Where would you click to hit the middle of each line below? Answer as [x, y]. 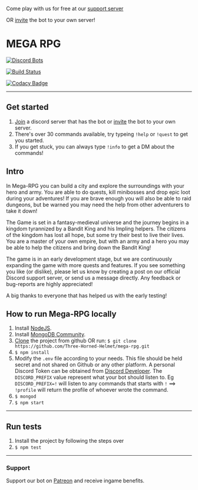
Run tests [24, 426]
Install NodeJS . [33, 328]
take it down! [22, 211]
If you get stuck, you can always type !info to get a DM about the [95, 147]
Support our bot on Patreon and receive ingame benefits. [75, 481]
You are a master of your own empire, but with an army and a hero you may [98, 241]
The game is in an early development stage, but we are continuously [89, 259]
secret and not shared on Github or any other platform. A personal [95, 365]
